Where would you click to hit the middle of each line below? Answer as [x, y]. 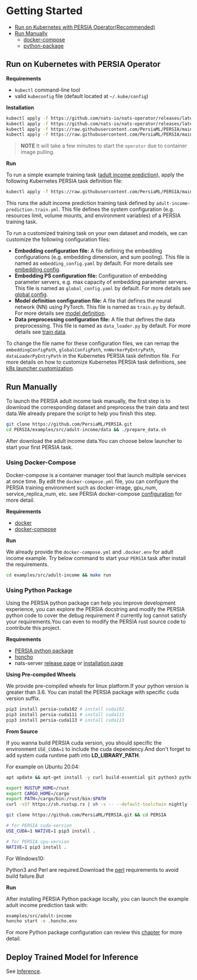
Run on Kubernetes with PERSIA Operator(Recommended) [85, 27]
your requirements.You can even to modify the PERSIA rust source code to [96, 622]
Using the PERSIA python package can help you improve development [91, 603]
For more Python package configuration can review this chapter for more [94, 932]
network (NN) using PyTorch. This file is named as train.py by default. [100, 307]
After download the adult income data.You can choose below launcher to [94, 441]
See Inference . [24, 971]
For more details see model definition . [60, 313]
